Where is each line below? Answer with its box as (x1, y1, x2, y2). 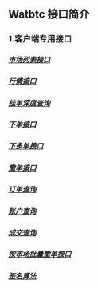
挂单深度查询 (8, 98, 50, 108)
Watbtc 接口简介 (8, 7, 90, 22)
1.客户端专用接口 (8, 34, 73, 45)
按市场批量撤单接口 (8, 250, 72, 259)
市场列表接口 (8, 54, 50, 64)
